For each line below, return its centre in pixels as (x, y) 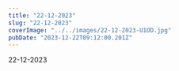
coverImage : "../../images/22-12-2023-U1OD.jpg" (90, 30)
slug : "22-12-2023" (40, 23)
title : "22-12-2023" (42, 15)
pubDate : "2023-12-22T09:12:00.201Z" (70, 37)
